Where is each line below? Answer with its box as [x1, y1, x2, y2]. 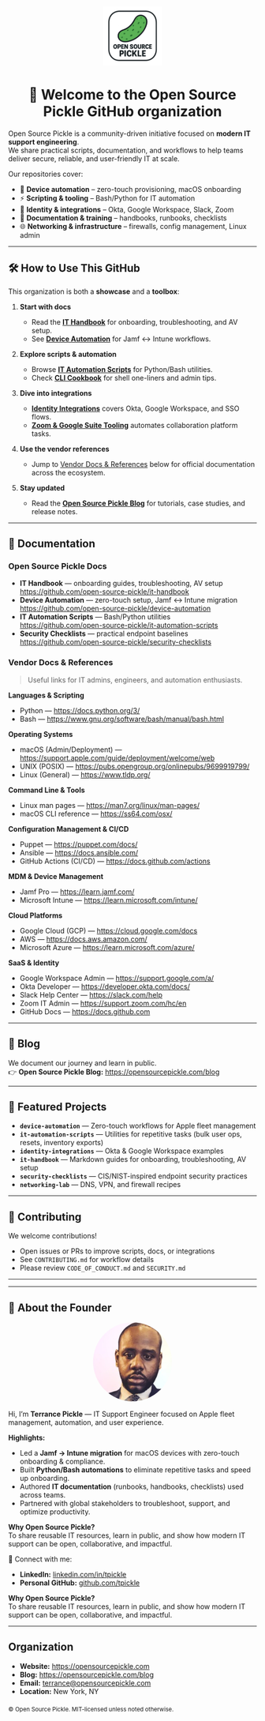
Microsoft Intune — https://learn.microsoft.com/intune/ [19, 895, 199, 904]
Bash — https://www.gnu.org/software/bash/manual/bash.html [19, 714, 225, 723]
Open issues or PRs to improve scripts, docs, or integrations [19, 1246, 215, 1256]
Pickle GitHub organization [43, 103, 222, 121]
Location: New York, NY [19, 1686, 99, 1696]
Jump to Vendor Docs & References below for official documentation [31, 459, 255, 468]
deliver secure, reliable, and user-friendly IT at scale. [8, 153, 180, 163]
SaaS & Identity [8, 958, 60, 968]
